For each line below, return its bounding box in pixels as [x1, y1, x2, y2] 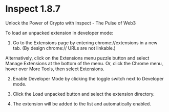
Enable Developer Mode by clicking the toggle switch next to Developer [12, 75, 164, 81]
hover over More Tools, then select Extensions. [5, 66, 105, 72]
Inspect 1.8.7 [5, 3, 60, 15]
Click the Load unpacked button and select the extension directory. [12, 91, 155, 97]
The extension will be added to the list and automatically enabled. [12, 100, 151, 107]
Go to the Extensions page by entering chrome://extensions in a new [12, 39, 158, 46]
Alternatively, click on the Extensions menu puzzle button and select [5, 54, 150, 61]
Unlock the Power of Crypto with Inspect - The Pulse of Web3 [5, 20, 136, 26]
